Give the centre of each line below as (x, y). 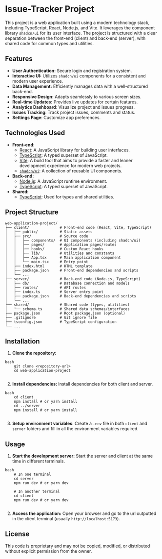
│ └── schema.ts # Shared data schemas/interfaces (68, 309)
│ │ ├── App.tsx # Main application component (63, 258)
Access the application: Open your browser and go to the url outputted (84, 513)
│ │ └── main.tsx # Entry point (47, 262)
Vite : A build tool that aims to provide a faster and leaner (76, 160)
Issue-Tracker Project (50, 9)
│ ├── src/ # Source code (47, 236)
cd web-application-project (42, 371)
